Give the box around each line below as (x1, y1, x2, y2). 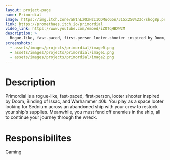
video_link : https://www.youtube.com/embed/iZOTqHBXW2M (5, 26, 125, 31)
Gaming (5, 149, 22, 155)
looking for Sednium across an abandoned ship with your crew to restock (5, 104, 158, 110)
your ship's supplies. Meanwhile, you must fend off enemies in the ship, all (5, 109, 161, 115)
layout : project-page (5, 7, 51, 13)
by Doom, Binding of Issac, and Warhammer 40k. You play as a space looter (5, 98, 164, 104)
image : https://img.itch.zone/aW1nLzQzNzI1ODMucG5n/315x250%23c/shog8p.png (5, 17, 168, 22)
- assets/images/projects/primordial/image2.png (10, 54, 114, 60)
